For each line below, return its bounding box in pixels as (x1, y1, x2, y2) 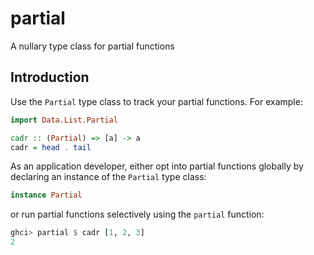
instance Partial (10, 190, 83, 201)
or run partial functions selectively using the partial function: (10, 208, 265, 221)
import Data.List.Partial (10, 115, 118, 125)
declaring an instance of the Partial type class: (10, 171, 207, 183)
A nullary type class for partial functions (10, 40, 175, 52)
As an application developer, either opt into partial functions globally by (10, 160, 304, 172)
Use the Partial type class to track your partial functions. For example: (10, 95, 303, 107)
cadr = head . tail (10, 142, 92, 152)
